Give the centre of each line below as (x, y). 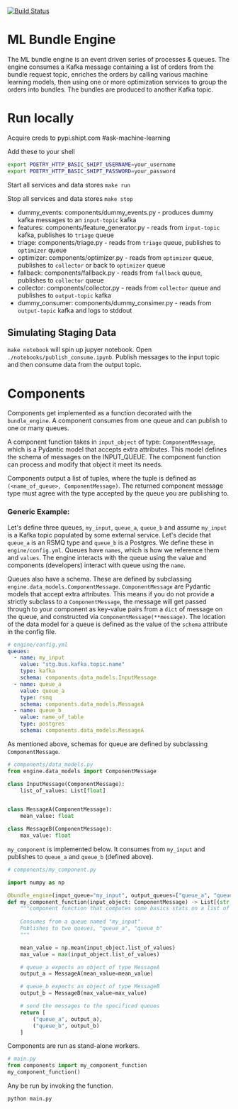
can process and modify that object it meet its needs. (85, 464)
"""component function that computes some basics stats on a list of (125, 909)
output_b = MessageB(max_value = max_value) (84, 993)
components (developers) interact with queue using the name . (96, 565)
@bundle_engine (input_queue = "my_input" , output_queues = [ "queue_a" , (109, 895)
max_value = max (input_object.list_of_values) (90, 954)
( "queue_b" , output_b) (66, 1026)
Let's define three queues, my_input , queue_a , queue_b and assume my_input (117, 527)
